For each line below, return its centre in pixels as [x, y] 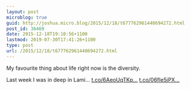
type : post [20, 46]
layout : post [23, 12]
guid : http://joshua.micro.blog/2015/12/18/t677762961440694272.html [96, 23]
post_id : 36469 [25, 29]
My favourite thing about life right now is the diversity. [73, 68]
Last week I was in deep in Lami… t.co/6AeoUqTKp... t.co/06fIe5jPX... [93, 79]
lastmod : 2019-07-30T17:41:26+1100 [51, 40]
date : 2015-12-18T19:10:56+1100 [47, 34]
